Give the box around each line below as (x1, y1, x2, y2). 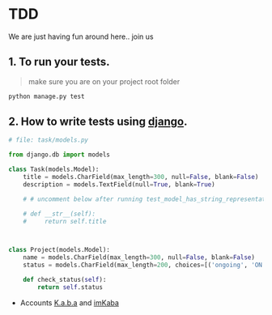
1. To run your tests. (8, 55, 111, 69)
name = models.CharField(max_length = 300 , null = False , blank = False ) (23, 253, 255, 262)
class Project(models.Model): (8, 246, 111, 254)
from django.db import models (8, 151, 111, 159)
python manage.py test (8, 92, 85, 100)
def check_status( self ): (23, 276, 107, 284)
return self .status (37, 283, 104, 292)
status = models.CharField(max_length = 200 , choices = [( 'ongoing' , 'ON (23, 261, 263, 270)
